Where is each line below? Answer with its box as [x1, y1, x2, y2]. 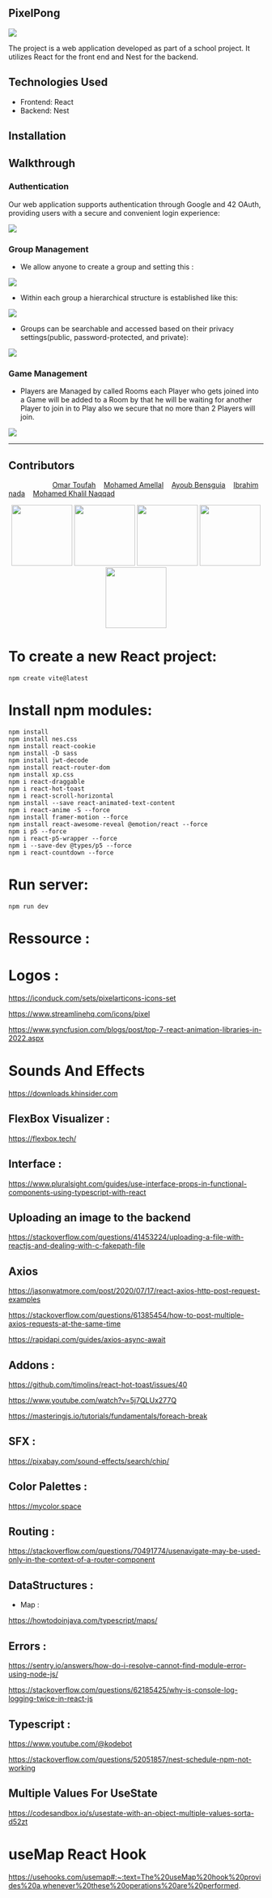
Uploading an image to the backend [8, 1211, 192, 1224]
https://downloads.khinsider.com [8, 1088, 118, 1098]
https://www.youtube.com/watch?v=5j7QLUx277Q [8, 1396, 176, 1405]
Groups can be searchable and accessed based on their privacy [19, 324, 235, 334]
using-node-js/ [8, 1669, 59, 1679]
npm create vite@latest [8, 674, 89, 682]
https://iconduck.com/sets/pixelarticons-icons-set [8, 993, 176, 1003]
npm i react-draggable [8, 777, 85, 785]
